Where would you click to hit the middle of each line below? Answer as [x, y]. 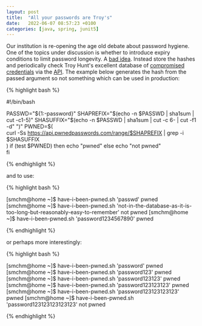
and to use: [20, 176]
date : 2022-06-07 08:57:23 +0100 [51, 23]
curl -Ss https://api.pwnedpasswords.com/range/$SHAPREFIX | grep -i [95, 133]
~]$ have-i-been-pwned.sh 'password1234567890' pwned [80, 219]
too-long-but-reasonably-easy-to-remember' [63, 212]
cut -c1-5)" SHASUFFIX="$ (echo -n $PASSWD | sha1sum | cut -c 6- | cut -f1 [101, 120]
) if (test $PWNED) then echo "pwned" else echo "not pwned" [84, 146]
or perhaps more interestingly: [44, 242]
